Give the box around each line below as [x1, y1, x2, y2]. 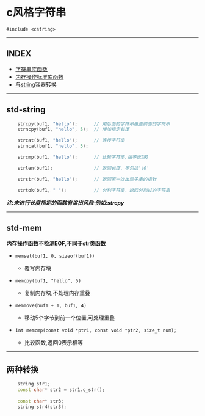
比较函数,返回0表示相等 [24, 339, 84, 346]
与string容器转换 [15, 81, 57, 88]
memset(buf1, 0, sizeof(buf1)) [15, 253, 95, 260]
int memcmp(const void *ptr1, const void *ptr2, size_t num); [15, 327, 177, 334]
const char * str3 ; [17, 398, 64, 404]
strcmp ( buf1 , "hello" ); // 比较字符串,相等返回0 [17, 154, 148, 161]
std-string [6, 104, 46, 115]
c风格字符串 [6, 5, 67, 20]
